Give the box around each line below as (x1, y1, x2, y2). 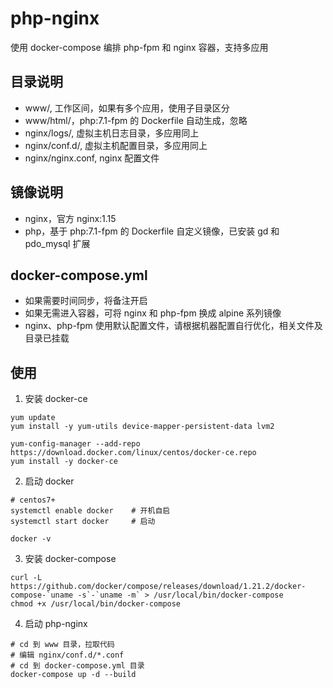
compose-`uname (10, 590, 74, 601)
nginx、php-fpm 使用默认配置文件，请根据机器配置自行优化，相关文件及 (24, 320, 323, 332)
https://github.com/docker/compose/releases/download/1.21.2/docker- (10, 582, 307, 592)
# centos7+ (10, 495, 56, 506)
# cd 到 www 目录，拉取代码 (10, 640, 115, 650)
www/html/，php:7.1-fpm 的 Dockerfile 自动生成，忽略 (24, 114, 248, 126)
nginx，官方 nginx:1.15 (24, 212, 117, 224)
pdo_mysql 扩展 (24, 237, 91, 249)
